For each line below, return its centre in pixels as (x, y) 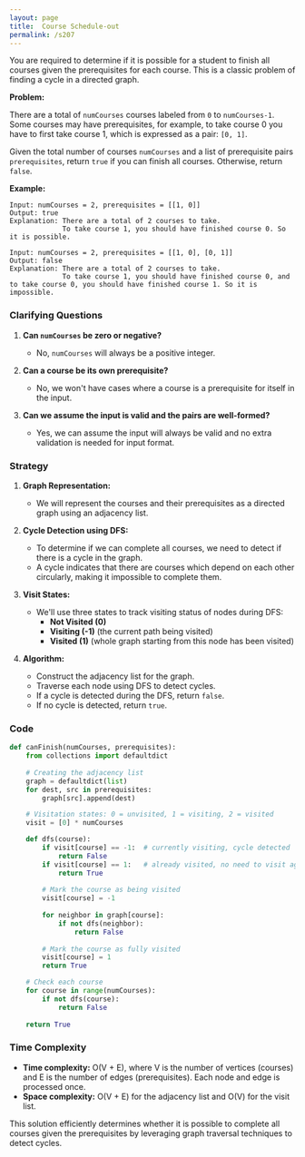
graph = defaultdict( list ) (77, 781)
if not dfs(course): (81, 999)
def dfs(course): (59, 839)
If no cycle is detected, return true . (102, 705)
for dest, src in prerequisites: (89, 789)
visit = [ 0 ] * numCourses (75, 823)
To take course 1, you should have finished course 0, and (176, 277)
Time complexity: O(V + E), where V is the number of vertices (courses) (158, 1067)
